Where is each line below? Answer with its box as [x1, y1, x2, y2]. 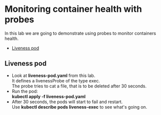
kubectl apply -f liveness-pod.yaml [11, 93, 86, 99]
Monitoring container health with [4, 3, 142, 15]
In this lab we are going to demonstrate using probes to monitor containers [4, 30, 156, 36]
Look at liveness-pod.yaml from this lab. [11, 73, 96, 78]
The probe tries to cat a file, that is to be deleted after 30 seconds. [11, 83, 147, 89]
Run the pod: [11, 88, 38, 94]
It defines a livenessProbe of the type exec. [11, 77, 100, 83]
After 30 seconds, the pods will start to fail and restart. [11, 99, 123, 105]
